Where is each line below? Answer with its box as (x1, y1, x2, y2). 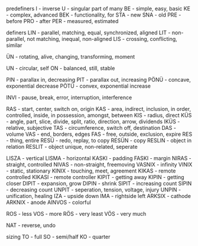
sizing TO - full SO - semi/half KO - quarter (6, 234, 111, 240)
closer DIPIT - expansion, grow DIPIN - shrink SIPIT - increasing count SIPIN (6, 180, 192, 187)
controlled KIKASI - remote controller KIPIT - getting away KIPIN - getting (6, 174, 184, 180)
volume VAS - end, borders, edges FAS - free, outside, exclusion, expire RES (6, 130, 193, 138)
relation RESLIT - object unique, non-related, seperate (6, 143, 138, 150)
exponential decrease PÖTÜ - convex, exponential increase (6, 82, 151, 90)
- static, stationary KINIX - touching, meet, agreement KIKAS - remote (6, 167, 176, 174)
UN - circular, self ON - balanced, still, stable (6, 65, 115, 72)
